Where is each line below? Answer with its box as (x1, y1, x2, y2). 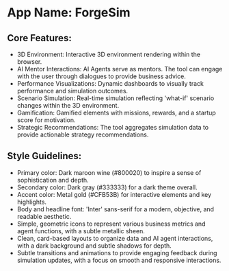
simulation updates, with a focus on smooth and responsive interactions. (16, 256, 221, 264)
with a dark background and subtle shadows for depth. (16, 241, 172, 250)
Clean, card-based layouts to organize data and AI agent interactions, (16, 234, 213, 242)
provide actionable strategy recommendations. (16, 130, 149, 139)
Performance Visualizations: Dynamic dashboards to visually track (16, 80, 204, 87)
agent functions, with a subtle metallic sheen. (16, 226, 146, 235)
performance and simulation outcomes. (16, 87, 129, 95)
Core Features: (7, 32, 72, 44)
